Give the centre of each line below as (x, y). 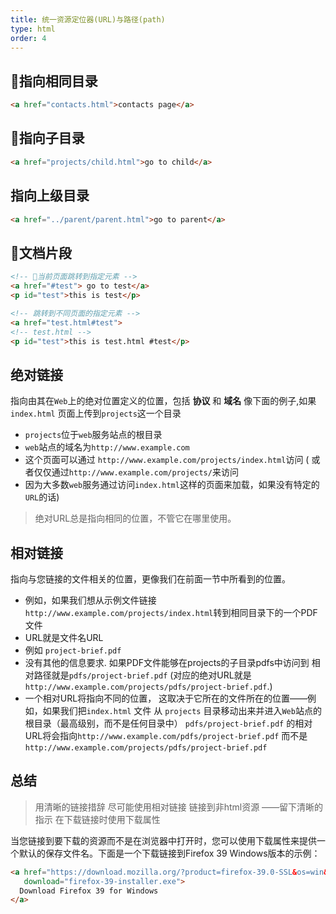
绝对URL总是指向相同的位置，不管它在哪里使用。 (135, 518)
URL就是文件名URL (64, 637)
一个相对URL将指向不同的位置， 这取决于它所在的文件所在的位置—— (166, 698)
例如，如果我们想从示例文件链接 (90, 600)
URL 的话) (42, 497)
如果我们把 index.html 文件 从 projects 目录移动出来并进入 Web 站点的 (182, 710)
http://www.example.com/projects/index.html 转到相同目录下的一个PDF (171, 612)
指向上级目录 (50, 196)
